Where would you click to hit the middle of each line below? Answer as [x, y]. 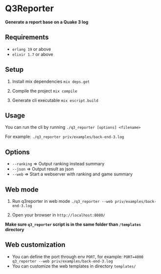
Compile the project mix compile [44, 91]
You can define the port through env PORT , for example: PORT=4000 [78, 256]
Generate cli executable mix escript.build [55, 100]
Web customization [35, 245]
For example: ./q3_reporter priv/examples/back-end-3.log [65, 137]
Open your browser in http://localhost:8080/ [59, 215]
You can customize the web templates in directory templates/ [74, 266]
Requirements [27, 37]
